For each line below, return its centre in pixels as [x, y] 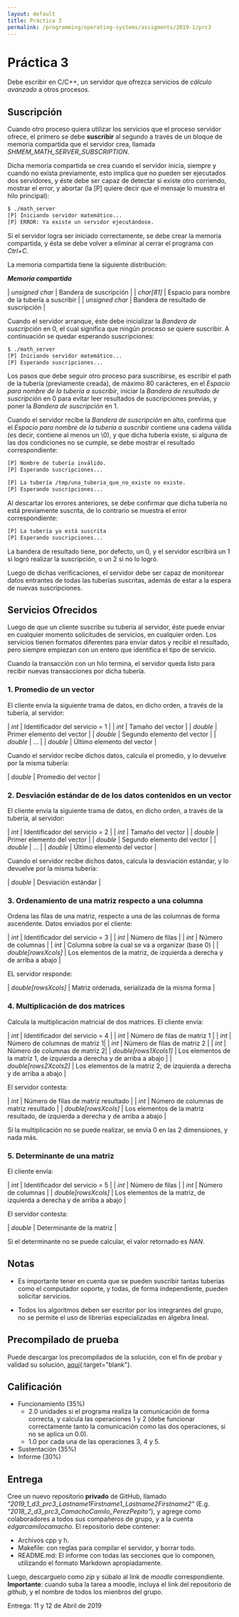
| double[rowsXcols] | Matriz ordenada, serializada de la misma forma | [111, 988]
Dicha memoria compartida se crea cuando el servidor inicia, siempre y [112, 166]
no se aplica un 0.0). [58, 1434]
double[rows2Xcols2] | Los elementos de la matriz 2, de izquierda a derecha [119, 1066]
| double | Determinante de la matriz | [62, 1227]
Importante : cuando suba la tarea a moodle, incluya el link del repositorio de [119, 1584]
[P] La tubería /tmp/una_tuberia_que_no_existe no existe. [97, 483]
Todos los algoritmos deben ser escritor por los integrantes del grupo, [120, 1310]
